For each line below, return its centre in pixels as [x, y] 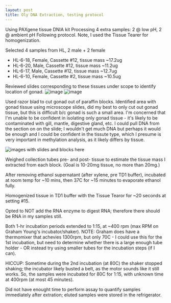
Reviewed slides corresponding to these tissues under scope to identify [81, 86]
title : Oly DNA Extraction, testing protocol [54, 15]
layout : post [19, 10]
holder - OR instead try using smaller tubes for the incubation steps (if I [80, 248]
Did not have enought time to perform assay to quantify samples [73, 289]
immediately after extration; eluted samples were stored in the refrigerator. [83, 295]
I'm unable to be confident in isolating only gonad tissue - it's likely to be [82, 118]
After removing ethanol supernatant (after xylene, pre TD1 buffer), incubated [86, 175]
